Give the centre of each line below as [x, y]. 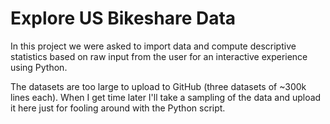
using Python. [39, 67]
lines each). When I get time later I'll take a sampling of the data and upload [166, 97]
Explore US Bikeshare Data [123, 18]
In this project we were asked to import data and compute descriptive [153, 46]
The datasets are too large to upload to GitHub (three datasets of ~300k [158, 86]
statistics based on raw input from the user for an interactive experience [159, 56]
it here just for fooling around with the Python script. [118, 108]
